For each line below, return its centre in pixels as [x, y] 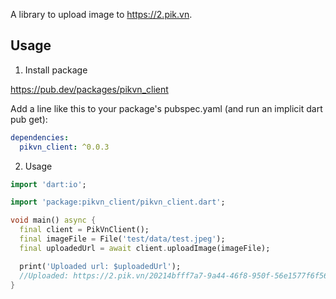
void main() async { [53, 220]
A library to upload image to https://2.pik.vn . [101, 14]
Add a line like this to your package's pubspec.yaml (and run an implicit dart [166, 108]
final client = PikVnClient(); [84, 230]
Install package [56, 70]
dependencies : [40, 137]
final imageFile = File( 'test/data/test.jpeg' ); [122, 239]
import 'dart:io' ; [48, 184]
